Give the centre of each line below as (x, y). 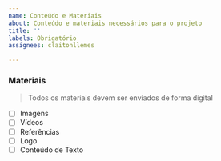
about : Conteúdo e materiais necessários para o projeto (105, 23)
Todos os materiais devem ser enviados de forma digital (121, 98)
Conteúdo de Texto (52, 150)
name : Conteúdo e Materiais (55, 16)
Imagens (34, 114)
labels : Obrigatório (43, 38)
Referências (40, 131)
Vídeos (32, 123)
